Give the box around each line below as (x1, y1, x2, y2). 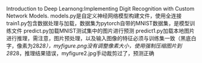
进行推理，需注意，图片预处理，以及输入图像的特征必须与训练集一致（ (6, 35, 181, 41)
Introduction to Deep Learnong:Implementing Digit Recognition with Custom (6, 5, 195, 12)
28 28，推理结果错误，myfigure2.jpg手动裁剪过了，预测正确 (6, 50, 155, 56)
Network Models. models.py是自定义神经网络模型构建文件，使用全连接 (6, 12, 182, 19)
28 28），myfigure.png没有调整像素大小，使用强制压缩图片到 (32, 42, 182, 49)
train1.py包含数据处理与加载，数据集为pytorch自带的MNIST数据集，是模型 (6, 20, 190, 26)
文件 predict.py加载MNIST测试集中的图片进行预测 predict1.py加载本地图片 (11, 27, 195, 34)
